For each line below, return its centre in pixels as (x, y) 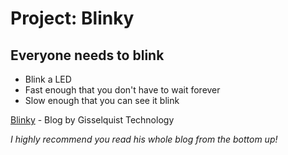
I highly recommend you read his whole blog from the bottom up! (144, 139)
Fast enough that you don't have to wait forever (122, 90)
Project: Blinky (72, 18)
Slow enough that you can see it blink (102, 100)
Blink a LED (48, 79)
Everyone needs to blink (87, 55)
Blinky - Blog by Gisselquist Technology (92, 120)
